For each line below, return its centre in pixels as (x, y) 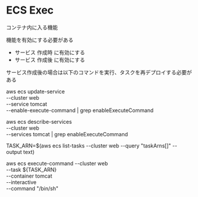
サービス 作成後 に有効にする (50, 60)
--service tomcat (27, 104)
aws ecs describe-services (39, 122)
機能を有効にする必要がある (40, 40)
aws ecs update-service (35, 91)
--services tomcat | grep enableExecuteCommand (67, 134)
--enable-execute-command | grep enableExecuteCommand (80, 110)
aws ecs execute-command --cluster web (57, 163)
